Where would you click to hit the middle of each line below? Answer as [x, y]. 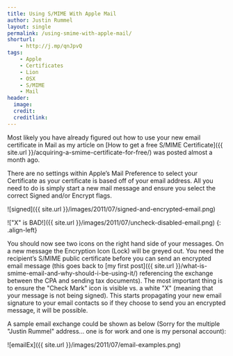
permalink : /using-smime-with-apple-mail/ [70, 33]
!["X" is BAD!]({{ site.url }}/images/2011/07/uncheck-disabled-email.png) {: [114, 222]
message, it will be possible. [48, 310]
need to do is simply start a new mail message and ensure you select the [111, 188]
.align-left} [22, 230]
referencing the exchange [176, 273]
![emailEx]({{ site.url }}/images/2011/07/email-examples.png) [94, 344]
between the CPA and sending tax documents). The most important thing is [115, 281]
